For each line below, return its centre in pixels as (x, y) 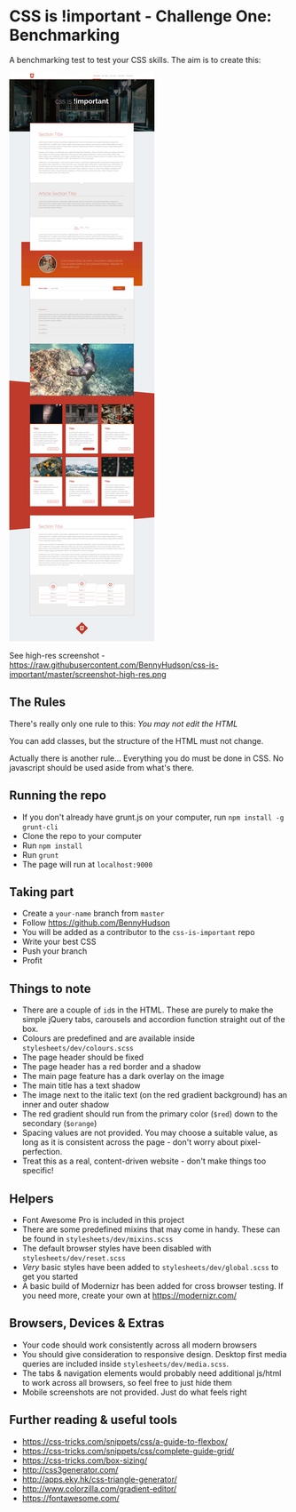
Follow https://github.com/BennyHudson (96, 923)
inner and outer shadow (65, 1105)
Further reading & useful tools (93, 1420)
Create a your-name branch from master (93, 914)
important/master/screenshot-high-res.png (88, 674)
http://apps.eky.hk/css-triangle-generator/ (99, 1479)
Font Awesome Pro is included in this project (103, 1220)
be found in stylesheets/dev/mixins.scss (97, 1239)
